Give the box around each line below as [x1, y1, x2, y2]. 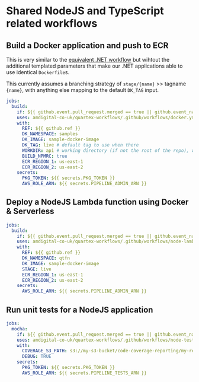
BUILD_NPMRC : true [21, 153, 68, 159]
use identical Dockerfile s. [6, 69, 70, 75]
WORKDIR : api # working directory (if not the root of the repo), [21, 147, 190, 154]
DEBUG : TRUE [21, 354, 52, 359]
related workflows [6, 17, 98, 30]
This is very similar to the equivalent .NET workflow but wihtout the [6, 56, 170, 63]
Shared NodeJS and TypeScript [6, 4, 164, 18]
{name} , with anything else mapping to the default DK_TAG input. [6, 87, 159, 93]
